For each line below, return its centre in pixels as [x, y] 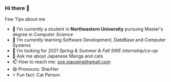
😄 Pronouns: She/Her [35, 69]
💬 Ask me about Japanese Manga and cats [58, 56]
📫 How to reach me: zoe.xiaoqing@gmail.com [61, 62]
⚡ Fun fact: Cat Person [36, 75]
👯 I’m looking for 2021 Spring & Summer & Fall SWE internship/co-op [85, 51]
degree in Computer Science [43, 35]
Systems [22, 45]
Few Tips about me [25, 19]
